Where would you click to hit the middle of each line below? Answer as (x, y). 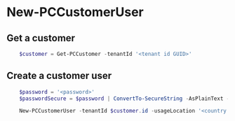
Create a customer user (59, 76)
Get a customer (41, 38)
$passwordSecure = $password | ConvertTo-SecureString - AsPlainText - (125, 99)
